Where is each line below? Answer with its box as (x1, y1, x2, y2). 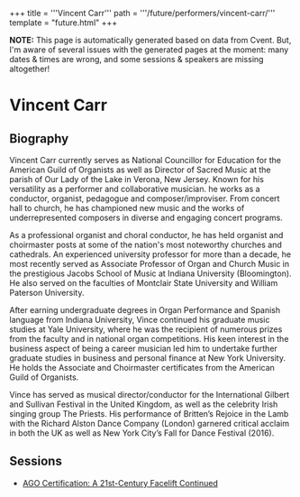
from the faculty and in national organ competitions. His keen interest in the (9, 334, 289, 344)
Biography (9, 131, 69, 146)
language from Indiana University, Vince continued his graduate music (9, 315, 270, 325)
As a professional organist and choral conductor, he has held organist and (9, 230, 284, 240)
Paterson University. (9, 288, 85, 298)
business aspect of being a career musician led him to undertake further (9, 343, 277, 354)
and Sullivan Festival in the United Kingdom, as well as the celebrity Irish (9, 399, 278, 410)
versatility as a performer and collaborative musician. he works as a (9, 184, 260, 194)
